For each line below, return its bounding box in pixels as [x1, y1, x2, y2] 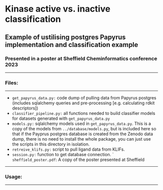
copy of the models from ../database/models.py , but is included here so [12, 126, 157, 132]
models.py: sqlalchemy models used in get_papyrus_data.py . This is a [12, 121, 151, 127]
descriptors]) [12, 105, 38, 111]
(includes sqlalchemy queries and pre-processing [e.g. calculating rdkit [12, 100, 155, 106]
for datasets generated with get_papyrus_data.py [12, 115, 110, 122]
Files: [5, 79, 18, 86]
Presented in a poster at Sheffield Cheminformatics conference [5, 55, 158, 62]
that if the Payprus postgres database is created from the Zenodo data [12, 131, 153, 137]
